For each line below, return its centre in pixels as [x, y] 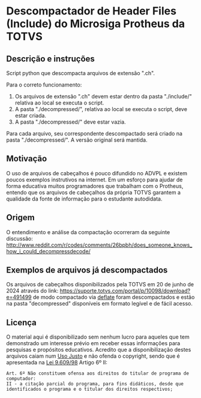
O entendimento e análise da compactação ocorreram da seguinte [88, 232]
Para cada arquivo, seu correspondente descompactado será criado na [94, 134]
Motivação [27, 159]
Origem [20, 218]
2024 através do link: [32, 291]
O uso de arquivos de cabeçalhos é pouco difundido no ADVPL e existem [97, 173]
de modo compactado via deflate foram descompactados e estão [114, 297]
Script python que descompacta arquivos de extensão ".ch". [80, 73]
